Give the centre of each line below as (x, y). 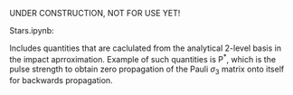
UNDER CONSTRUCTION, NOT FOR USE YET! (95, 13)
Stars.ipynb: (32, 30)
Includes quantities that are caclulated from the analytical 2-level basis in (146, 48)
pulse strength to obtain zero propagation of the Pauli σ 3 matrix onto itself (147, 70)
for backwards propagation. (61, 81)
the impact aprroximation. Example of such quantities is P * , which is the (143, 58)
